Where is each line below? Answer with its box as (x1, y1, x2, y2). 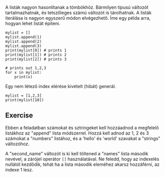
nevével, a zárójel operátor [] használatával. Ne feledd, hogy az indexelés (5, 156, 159, 162)
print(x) (14, 74, 33, 79)
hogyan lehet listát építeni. (5, 20, 61, 26)
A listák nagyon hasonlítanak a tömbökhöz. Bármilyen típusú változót (5, 5, 149, 10)
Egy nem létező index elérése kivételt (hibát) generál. (5, 83, 116, 89)
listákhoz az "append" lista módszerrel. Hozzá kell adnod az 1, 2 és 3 (5, 130, 149, 136)
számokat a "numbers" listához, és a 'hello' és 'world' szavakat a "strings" (5, 135, 160, 141)
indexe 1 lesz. (5, 166, 33, 172)
